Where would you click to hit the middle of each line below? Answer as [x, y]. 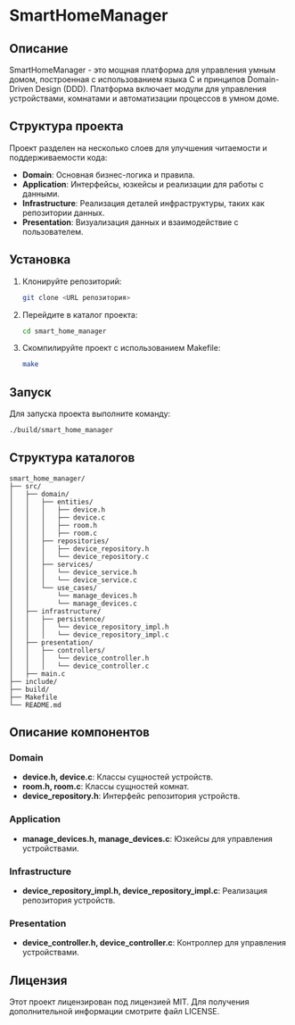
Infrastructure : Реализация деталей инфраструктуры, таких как [143, 203]
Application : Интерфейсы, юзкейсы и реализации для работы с [143, 184]
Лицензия [38, 980]
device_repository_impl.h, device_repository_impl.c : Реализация [145, 891]
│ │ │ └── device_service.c [74, 580]
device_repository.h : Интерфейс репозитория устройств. [131, 796]
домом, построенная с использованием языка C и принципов [127, 79]
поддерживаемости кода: [58, 157]
